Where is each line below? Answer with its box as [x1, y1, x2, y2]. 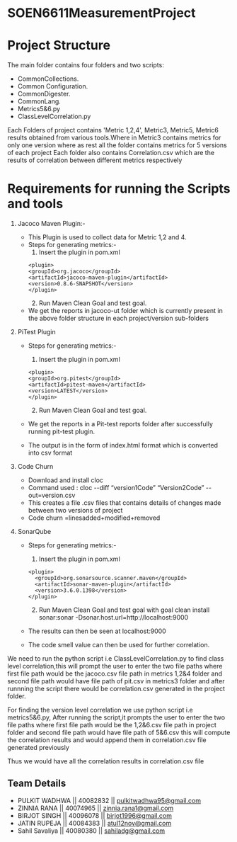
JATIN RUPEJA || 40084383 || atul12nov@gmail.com [17, 819, 172, 827]
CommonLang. [17, 97, 62, 106]
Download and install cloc [28, 476, 104, 484]
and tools [7, 196, 64, 212]
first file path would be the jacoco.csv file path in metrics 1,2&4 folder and [7, 669, 223, 678]
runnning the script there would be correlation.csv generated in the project [7, 685, 225, 693]
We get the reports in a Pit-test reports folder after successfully [28, 420, 214, 428]
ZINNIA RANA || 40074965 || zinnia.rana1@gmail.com [17, 804, 174, 812]
